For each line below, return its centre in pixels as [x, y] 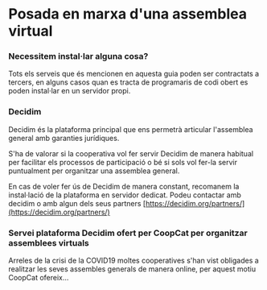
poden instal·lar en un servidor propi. [70, 91]
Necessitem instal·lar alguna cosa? [78, 56]
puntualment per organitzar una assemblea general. [94, 171]
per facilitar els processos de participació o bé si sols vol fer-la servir [123, 162]
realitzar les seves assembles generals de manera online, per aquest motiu [132, 269]
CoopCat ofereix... [39, 278]
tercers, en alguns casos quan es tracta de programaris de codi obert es [128, 82]
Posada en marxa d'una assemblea [128, 14]
